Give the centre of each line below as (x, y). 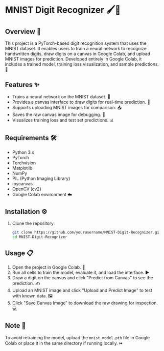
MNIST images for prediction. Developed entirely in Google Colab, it (73, 59)
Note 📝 (15, 326)
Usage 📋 (19, 253)
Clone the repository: (34, 223)
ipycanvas (23, 183)
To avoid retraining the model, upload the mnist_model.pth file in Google (78, 337)
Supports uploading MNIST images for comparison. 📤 (67, 107)
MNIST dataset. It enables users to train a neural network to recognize (76, 48)
